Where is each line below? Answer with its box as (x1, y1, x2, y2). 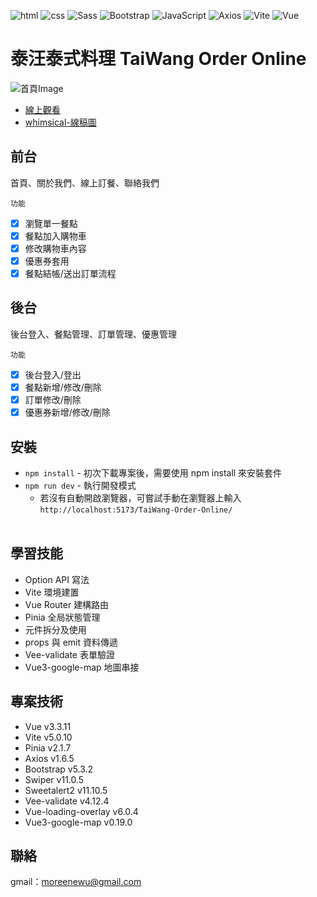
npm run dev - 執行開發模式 (24, 479, 137, 491)
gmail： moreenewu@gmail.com (10, 876, 142, 888)
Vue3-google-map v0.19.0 (24, 816, 133, 828)
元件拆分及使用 (24, 623, 87, 635)
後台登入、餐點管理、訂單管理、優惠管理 (10, 328, 177, 340)
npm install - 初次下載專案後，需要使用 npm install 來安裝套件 (24, 466, 283, 479)
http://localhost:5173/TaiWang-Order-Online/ (39, 505, 233, 515)
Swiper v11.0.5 (24, 773, 85, 785)
